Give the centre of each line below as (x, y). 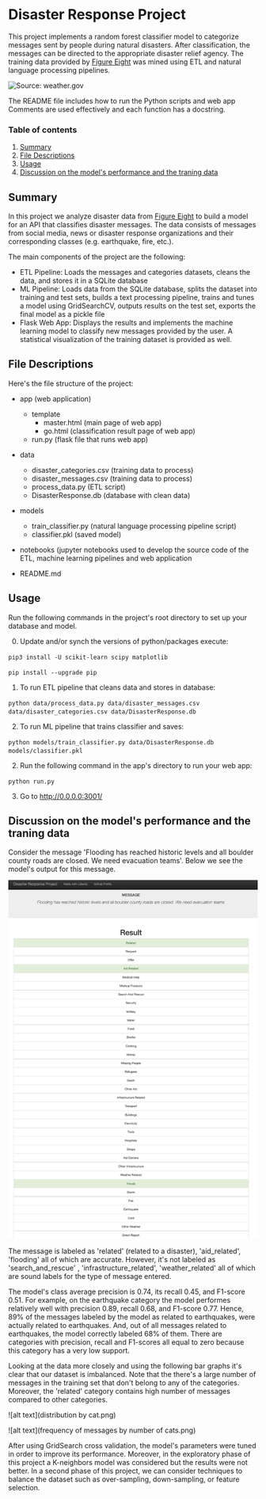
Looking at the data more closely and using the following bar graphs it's (125, 1366)
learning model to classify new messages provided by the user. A (126, 331)
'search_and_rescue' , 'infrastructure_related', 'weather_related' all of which (132, 1268)
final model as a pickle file (62, 314)
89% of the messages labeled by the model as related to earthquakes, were (132, 1317)
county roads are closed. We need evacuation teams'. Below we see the (125, 861)
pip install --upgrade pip (53, 672)
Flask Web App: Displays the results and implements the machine (126, 323)
